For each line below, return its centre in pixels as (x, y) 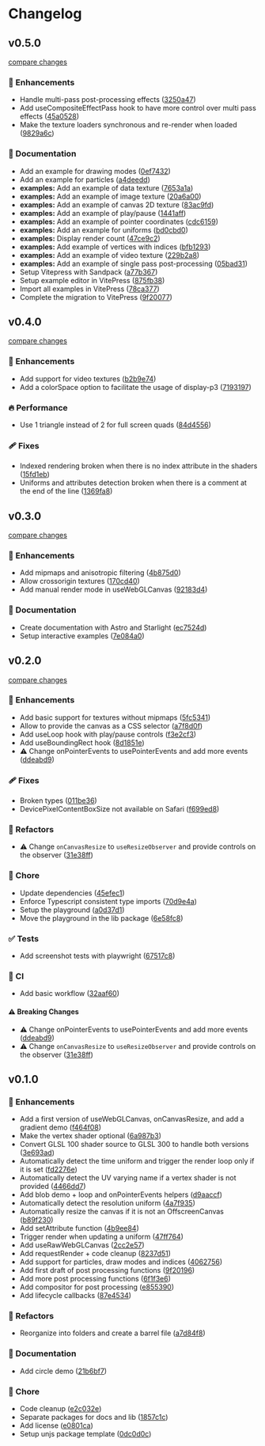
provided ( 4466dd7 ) (53, 1187)
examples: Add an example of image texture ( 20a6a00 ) (110, 196)
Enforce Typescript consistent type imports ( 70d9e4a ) (108, 901)
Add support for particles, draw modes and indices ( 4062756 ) (121, 1262)
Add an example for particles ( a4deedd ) (85, 180)
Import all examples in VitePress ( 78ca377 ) (89, 289)
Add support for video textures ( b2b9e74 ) (88, 379)
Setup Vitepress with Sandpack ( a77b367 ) (89, 272)
